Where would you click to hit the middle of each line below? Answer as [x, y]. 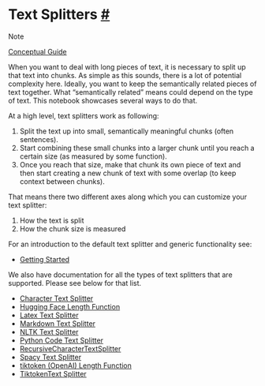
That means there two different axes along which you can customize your [127, 197]
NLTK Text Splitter [49, 332]
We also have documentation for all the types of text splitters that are [120, 275]
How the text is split [52, 220]
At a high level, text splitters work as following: [84, 115]
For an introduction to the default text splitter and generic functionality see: [130, 244]
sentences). [39, 139]
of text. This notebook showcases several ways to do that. [103, 100]
